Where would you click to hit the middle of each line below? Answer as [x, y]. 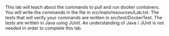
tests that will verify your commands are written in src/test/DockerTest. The [84, 18]
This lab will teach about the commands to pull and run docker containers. [82, 7]
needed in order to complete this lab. [44, 28]
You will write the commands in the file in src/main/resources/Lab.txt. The [82, 12]
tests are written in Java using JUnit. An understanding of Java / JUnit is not [85, 23]
